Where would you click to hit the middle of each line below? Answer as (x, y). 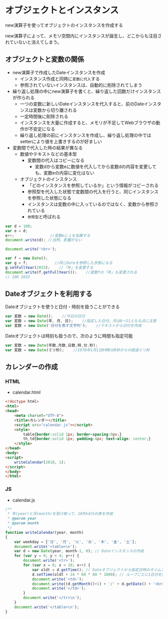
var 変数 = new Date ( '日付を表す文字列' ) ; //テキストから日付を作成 (73, 326)
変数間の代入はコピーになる (56, 160)
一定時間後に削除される (44, 116)
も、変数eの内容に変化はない (64, 173)
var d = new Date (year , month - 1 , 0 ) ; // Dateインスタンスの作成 (79, 551)
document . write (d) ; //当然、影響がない (44, 240)
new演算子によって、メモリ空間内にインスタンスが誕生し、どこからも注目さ (83, 36)
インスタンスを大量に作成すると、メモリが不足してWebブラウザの (88, 122)
